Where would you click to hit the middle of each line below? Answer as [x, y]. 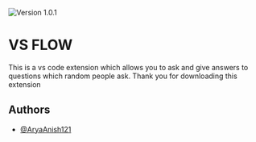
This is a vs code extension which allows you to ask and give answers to [128, 67]
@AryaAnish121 [45, 129]
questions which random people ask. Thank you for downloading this [123, 76]
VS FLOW [41, 45]
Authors [29, 110]
